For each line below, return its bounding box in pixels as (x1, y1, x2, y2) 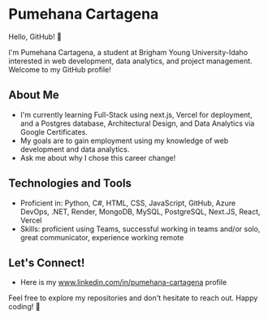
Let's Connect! (8, 256, 85, 269)
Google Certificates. (19, 127, 88, 136)
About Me (8, 88, 59, 102)
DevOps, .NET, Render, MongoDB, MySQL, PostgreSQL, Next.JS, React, (19, 206, 261, 216)
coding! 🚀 (8, 302, 41, 312)
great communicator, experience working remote (19, 232, 184, 242)
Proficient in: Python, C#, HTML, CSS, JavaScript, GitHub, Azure (19, 198, 236, 208)
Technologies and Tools (8, 176, 132, 191)
